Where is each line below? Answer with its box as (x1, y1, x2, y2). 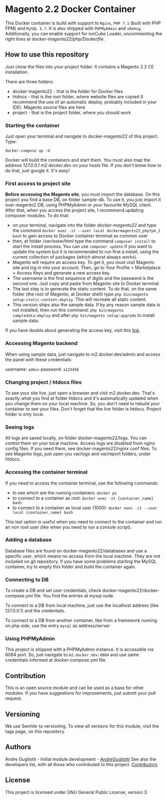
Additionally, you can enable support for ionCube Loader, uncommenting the (5, 30, 163, 36)
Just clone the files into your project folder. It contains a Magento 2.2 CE (5, 63, 154, 69)
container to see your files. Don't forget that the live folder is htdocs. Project (5, 406, 161, 412)
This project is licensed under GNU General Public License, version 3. (5, 789, 148, 795)
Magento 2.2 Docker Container (5, 3, 136, 15)
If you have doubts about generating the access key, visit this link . (5, 327, 141, 333)
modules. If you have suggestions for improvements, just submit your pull (5, 690, 156, 696)
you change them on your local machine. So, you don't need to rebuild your (5, 400, 161, 406)
